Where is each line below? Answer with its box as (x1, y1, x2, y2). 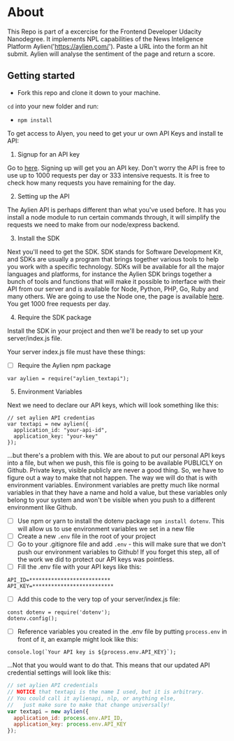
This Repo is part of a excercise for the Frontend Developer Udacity (7, 27, 202, 36)
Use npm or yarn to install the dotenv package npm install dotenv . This (17, 517, 225, 525)
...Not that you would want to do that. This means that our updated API (7, 661, 210, 670)
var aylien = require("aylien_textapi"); (7, 375, 130, 382)
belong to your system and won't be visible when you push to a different (7, 496, 215, 504)
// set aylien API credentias (7, 414, 96, 422)
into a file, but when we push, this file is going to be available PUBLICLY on (7, 459, 223, 467)
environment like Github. (7, 503, 78, 511)
